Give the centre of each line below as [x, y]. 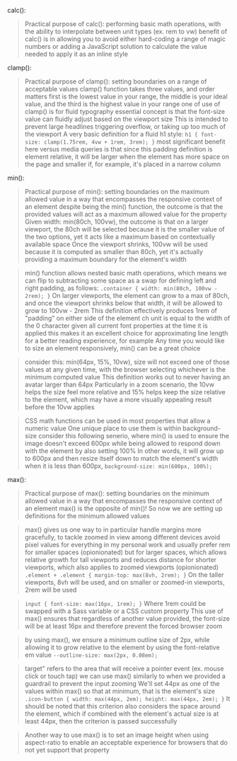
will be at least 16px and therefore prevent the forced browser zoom [123, 626]
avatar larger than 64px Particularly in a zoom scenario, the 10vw [119, 384]
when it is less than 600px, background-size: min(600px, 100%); [118, 466]
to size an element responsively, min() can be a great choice [112, 348]
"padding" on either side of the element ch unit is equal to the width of [127, 318]
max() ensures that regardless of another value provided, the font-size [127, 618]
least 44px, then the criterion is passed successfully [101, 721]
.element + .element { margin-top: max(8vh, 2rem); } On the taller [124, 575]
